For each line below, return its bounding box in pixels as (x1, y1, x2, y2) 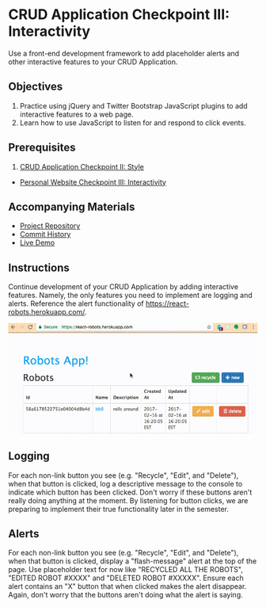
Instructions (8, 261, 70, 274)
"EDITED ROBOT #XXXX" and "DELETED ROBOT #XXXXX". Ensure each (8, 573, 244, 583)
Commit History (19, 230, 71, 239)
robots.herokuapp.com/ (8, 307, 85, 317)
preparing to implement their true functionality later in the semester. (8, 504, 230, 513)
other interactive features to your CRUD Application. (8, 57, 178, 67)
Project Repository (19, 221, 81, 231)
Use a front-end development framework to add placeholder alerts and (8, 48, 240, 58)
